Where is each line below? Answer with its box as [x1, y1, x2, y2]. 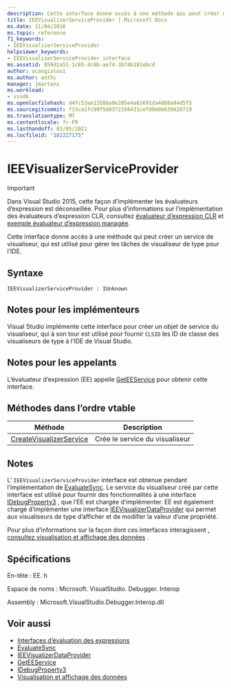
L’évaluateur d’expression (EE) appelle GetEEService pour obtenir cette [7, 375, 208, 383]
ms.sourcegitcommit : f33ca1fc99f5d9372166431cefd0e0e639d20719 [7, 106, 192, 113]
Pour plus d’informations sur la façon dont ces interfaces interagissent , [7, 526, 210, 534]
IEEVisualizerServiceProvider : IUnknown [7, 286, 128, 292]
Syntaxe [7, 267, 43, 279]
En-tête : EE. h [7, 572, 48, 580]
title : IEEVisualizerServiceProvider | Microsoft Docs [7, 17, 168, 23]
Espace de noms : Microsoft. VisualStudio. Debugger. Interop [7, 585, 180, 593]
